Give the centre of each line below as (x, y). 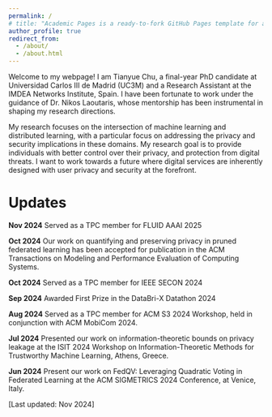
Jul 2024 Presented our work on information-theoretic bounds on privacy (132, 338)
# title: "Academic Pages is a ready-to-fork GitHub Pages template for (134, 24)
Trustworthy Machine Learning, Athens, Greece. (89, 355)
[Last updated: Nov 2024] (51, 404)
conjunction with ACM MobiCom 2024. (73, 322)
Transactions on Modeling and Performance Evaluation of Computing (124, 258)
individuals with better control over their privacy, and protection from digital (134, 153)
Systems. (24, 267)
